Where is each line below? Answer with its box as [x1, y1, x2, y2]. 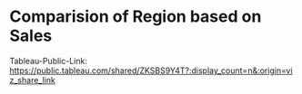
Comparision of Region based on [9, 6, 262, 27]
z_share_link [9, 74, 56, 85]
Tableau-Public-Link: [9, 55, 88, 66]
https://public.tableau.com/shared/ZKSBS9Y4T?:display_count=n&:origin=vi [9, 65, 293, 76]
